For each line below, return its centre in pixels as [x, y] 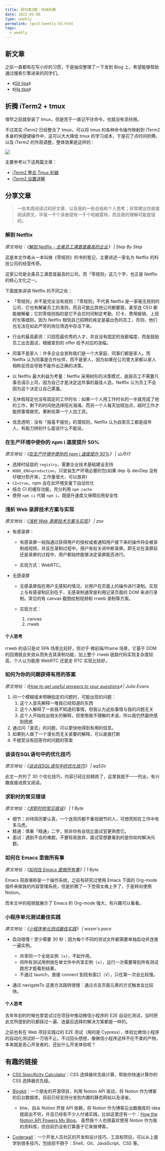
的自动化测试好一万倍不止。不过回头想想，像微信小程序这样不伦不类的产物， [83, 1039]
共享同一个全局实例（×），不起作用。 [57, 956]
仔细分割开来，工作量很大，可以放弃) [50, 477]
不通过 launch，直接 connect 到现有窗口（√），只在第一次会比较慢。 [88, 975]
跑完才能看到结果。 [39, 968]
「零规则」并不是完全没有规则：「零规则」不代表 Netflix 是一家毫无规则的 [86, 301]
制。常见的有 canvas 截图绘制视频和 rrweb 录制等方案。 [76, 599]
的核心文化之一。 [22, 280]
